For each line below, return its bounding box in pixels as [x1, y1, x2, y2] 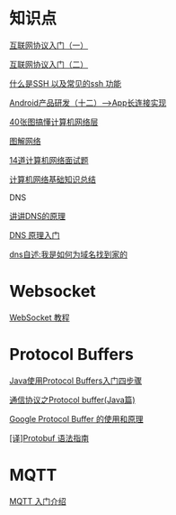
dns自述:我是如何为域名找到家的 [9, 249, 128, 260]
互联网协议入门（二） [9, 59, 88, 69]
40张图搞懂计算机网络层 [9, 116, 99, 127]
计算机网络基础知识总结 [9, 173, 96, 185]
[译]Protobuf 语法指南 [9, 432, 90, 443]
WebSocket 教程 [9, 312, 70, 323]
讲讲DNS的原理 [9, 210, 66, 221]
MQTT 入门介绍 [9, 495, 66, 506]
